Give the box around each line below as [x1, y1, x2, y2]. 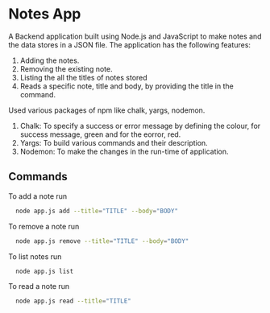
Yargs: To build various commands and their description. [19, 138, 208, 147]
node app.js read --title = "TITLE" [15, 297, 131, 306]
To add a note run [8, 191, 68, 201]
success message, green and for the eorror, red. [19, 130, 181, 139]
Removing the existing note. [19, 64, 113, 73]
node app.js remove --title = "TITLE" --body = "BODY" [15, 237, 189, 245]
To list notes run [8, 251, 62, 262]
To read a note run [8, 282, 70, 291]
